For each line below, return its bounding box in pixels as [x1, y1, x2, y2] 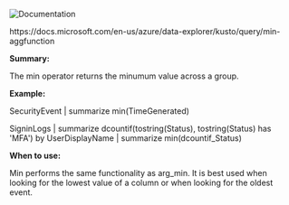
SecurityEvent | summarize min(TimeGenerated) [9, 106, 190, 116]
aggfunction [9, 36, 55, 46]
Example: [9, 89, 46, 98]
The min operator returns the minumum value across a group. [9, 70, 239, 81]
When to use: [9, 150, 62, 161]
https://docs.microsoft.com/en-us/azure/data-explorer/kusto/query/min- [9, 26, 281, 36]
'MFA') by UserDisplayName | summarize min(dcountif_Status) [9, 133, 243, 144]
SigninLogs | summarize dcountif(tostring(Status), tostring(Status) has [9, 123, 272, 134]
